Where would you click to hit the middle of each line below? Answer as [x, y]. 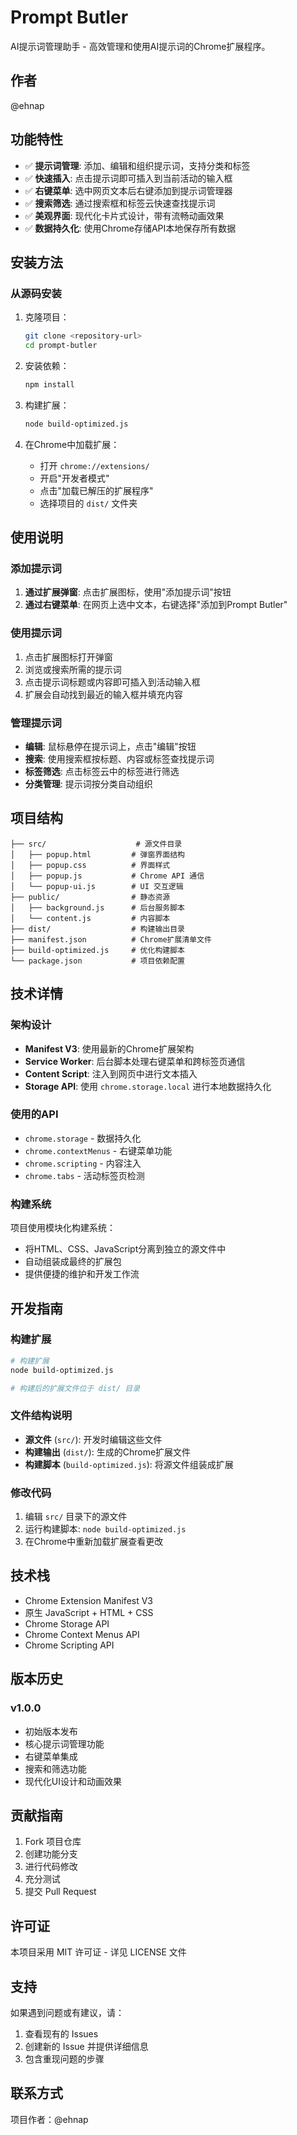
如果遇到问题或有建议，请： [67, 2012]
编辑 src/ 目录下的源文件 [76, 1517]
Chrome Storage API [67, 1623]
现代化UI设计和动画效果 [73, 1781]
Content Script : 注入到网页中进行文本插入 [111, 1073]
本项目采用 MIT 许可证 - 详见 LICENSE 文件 [98, 1952]
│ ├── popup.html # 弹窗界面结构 [97, 854]
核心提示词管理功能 [64, 1743]
